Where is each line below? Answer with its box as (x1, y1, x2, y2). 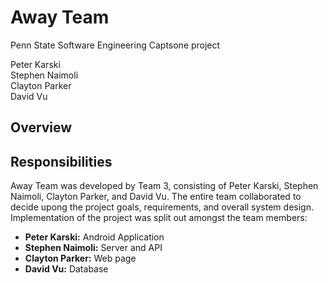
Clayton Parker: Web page (24, 252, 137, 265)
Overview (10, 119, 73, 136)
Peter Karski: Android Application (24, 231, 165, 243)
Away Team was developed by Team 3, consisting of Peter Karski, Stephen (10, 180, 319, 192)
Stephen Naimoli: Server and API (24, 242, 163, 254)
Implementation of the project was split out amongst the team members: (10, 212, 308, 224)
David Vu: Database (24, 263, 109, 275)
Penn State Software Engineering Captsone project (10, 39, 221, 51)
